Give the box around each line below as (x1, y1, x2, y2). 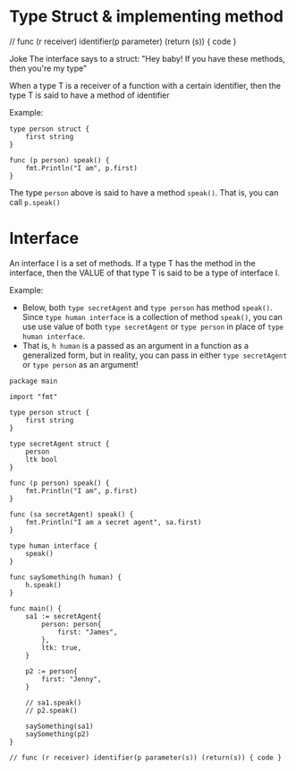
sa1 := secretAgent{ (25, 611, 102, 620)
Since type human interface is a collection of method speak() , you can (21, 311, 283, 322)
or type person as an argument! (21, 359, 139, 369)
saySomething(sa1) (25, 722, 94, 731)
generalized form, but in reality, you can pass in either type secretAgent (21, 350, 288, 360)
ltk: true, (41, 643, 82, 652)
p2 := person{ (25, 666, 78, 676)
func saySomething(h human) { (9, 572, 123, 582)
